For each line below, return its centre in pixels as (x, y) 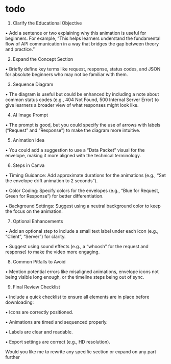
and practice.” (20, 49)
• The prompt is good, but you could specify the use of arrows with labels (83, 125)
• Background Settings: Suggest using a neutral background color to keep (83, 206)
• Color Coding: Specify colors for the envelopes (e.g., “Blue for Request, (82, 190)
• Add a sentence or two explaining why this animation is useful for (76, 33)
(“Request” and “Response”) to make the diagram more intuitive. (73, 130)
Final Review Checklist (36, 287)
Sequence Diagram (33, 84)
